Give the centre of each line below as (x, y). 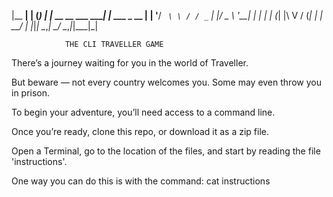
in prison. (31, 93)
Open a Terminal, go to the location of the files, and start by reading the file (166, 151)
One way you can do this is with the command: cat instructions (141, 181)
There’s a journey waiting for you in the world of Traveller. (130, 63)
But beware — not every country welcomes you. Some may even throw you (166, 82)
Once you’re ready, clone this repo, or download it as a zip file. (140, 131)
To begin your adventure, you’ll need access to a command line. (143, 112)
